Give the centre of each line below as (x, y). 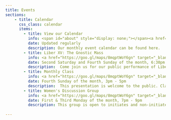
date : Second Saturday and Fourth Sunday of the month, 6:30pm (96, 62)
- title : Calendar (34, 19)
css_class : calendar (40, 24)
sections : (16, 15)
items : (26, 29)
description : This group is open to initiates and (83, 105)
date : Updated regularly (54, 43)
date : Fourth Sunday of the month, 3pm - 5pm (77, 81)
